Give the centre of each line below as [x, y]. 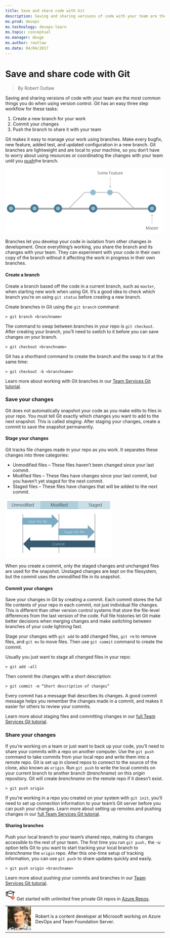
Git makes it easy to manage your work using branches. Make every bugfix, [84, 139]
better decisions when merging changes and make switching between [78, 621]
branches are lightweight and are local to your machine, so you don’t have [82, 150]
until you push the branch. [32, 160]
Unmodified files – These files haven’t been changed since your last [83, 465]
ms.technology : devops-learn [36, 27]
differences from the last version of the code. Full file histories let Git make [83, 616]
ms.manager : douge [25, 38]
